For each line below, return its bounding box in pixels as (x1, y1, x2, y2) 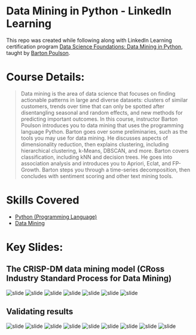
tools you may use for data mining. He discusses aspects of (20, 134, 169, 142)
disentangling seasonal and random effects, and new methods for (20, 109, 183, 116)
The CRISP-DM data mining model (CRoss (6, 264, 165, 274)
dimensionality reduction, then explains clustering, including (20, 140, 169, 147)
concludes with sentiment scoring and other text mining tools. (20, 172, 173, 180)
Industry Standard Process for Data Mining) (6, 273, 172, 284)
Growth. (20, 166, 41, 173)
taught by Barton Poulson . (6, 49, 71, 56)
